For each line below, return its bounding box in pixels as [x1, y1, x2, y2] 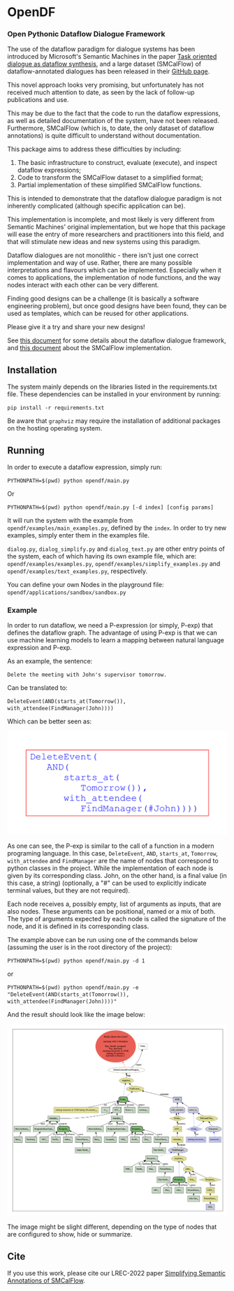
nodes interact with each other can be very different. [7, 281, 159, 289]
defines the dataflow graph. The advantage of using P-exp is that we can [7, 628, 218, 637]
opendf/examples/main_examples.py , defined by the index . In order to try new [7, 524, 227, 532]
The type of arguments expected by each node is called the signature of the [7, 914, 226, 923]
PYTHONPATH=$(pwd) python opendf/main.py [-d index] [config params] [7, 504, 214, 511]
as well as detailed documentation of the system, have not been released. [7, 117, 219, 125]
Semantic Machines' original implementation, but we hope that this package [7, 223, 226, 231]
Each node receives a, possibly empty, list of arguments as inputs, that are [7, 900, 221, 908]
